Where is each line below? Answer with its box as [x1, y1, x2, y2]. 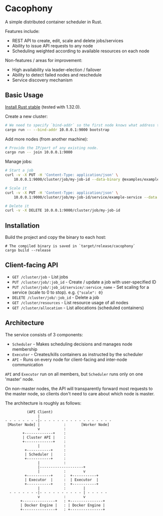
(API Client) [26, 409, 53, 414]
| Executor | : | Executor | [24, 477, 98, 482]
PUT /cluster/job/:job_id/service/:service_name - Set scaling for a [12, 284, 149, 290]
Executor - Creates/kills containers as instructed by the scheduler [12, 351, 143, 357]
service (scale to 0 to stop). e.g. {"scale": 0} [12, 289, 103, 295]
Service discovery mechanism [12, 77, 73, 83]
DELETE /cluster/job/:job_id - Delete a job [12, 294, 99, 300]
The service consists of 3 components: [5, 331, 83, 337]
